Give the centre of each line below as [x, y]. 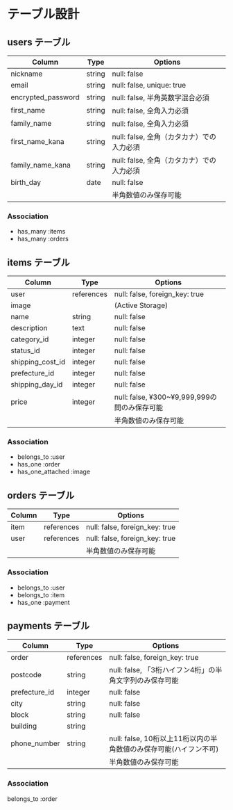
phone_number [35, 743]
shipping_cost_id [38, 362]
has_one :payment [44, 602]
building [24, 726]
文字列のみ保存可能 [147, 681]
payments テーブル [49, 625]
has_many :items [41, 232]
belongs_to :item [41, 594]
